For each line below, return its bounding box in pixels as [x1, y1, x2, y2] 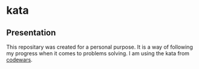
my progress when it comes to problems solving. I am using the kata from [6, 50, 189, 57]
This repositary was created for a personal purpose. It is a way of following [6, 43, 194, 50]
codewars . [6, 56, 33, 63]
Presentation [6, 28, 56, 38]
